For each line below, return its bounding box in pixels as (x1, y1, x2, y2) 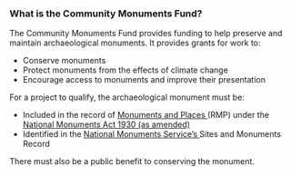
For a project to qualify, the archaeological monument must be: (9, 92, 246, 103)
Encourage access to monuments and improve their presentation (22, 74, 266, 85)
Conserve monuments (22, 55, 106, 66)
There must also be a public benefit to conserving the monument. (9, 156, 255, 167)
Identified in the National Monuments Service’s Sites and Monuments (22, 129, 282, 140)
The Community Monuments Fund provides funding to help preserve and (9, 28, 283, 39)
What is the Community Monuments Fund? (9, 7, 203, 20)
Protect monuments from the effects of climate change (22, 64, 229, 75)
